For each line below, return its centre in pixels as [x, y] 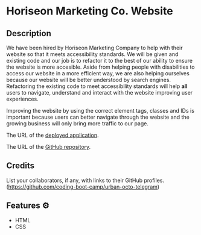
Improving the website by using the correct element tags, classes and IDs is [101, 111]
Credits [21, 166]
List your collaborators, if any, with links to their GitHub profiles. [85, 180]
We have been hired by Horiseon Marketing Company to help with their [94, 48]
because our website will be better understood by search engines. [88, 80]
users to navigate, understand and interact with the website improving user [100, 92]
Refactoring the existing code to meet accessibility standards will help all [97, 86]
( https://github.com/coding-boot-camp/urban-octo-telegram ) [83, 186]
